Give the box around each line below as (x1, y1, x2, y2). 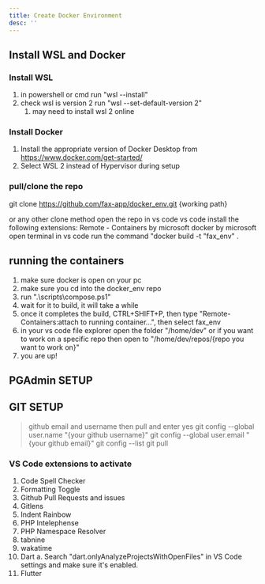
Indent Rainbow (20, 510, 72, 519)
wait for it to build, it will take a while (20, 300, 139, 309)
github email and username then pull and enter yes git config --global (28, 421, 255, 431)
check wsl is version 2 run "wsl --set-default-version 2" (20, 98, 202, 108)
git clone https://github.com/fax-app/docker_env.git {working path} (9, 199, 228, 208)
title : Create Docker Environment (9, 11, 123, 20)
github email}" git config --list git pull (47, 438, 169, 448)
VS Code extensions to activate (9, 458, 132, 469)
